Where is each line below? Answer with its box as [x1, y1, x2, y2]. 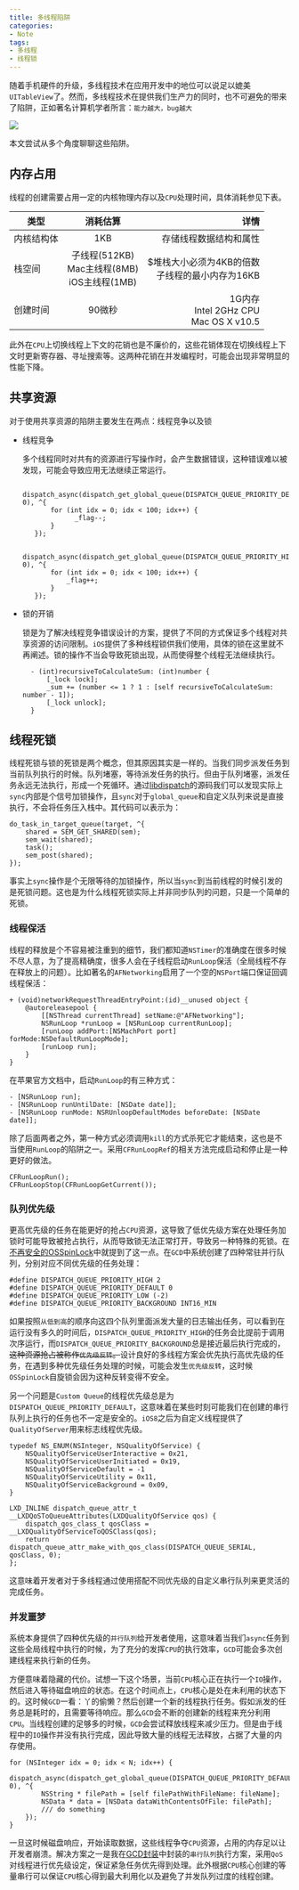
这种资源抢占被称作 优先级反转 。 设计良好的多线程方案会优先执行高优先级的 [9, 1349, 277, 1360]
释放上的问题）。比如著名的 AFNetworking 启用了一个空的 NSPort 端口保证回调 [16, 966, 287, 977]
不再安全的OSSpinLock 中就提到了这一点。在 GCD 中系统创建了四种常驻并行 [9, 1247, 278, 1258]
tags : [9, 37, 29, 47]
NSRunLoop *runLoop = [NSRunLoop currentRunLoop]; [41, 1019, 233, 1028]
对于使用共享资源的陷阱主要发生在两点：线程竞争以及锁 [9, 415, 212, 426]
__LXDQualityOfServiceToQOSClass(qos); [9, 1527, 158, 1536]
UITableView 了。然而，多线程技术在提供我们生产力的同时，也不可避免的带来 [9, 91, 287, 102]
